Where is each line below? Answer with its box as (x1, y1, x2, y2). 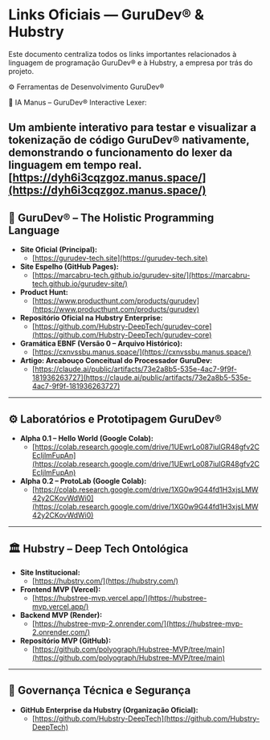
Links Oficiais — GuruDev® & (8, 6, 205, 24)
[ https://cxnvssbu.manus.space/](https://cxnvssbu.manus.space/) (31, 347, 252, 357)
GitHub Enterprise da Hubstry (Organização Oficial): (19, 705, 198, 714)
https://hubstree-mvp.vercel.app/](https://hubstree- (35, 593, 207, 603)
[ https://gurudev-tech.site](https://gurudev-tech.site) (31, 253, 208, 263)
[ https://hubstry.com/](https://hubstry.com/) (31, 576, 179, 586)
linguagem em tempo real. (8, 158, 142, 172)
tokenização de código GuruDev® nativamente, (8, 133, 250, 147)
